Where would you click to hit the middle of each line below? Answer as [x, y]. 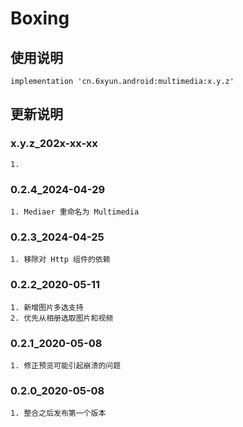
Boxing [40, 18]
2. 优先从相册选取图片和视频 [62, 318]
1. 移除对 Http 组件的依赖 [60, 260]
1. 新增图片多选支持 [47, 307]
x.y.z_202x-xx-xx [54, 144]
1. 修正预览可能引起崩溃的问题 [66, 365]
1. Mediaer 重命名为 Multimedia [75, 212]
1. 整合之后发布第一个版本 [58, 413]
